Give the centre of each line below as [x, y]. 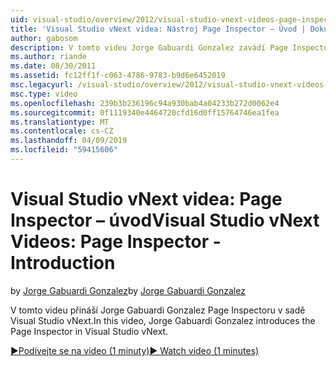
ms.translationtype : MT [60, 122]
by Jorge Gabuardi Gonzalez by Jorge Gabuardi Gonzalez [128, 290]
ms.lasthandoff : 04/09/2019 [69, 141]
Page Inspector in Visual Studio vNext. [89, 331]
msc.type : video [44, 94]
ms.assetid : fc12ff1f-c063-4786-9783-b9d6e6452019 [118, 76]
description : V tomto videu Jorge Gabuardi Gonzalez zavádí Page [149, 47]
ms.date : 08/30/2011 [53, 66]
